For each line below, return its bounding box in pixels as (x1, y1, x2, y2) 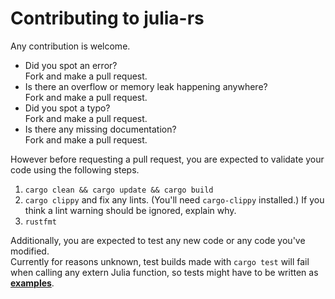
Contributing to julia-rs (10, 7, 205, 30)
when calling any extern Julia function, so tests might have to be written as (10, 266, 319, 278)
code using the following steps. (10, 163, 140, 176)
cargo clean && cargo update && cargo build (24, 185, 214, 195)
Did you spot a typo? (24, 102, 111, 114)
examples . (10, 277, 55, 289)
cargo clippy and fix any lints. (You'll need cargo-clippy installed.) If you (24, 193, 325, 206)
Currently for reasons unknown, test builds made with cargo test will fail (10, 255, 310, 267)
